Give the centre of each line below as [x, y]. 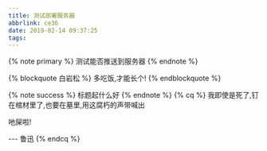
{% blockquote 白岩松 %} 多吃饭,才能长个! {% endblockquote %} [115, 78]
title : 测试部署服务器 [42, 15]
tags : [17, 38]
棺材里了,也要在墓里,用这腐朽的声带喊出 [80, 105]
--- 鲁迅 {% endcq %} [45, 139]
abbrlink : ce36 [33, 23]
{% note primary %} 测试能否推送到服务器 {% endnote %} [103, 61]
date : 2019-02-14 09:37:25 [53, 30]
